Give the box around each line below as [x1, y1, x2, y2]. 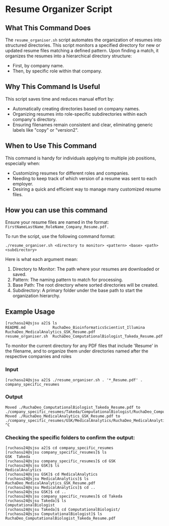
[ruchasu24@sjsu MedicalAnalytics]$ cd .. [5, 485, 96, 490]
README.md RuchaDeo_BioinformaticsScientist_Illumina [5, 325, 145, 330]
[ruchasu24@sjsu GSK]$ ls [5, 463, 59, 468]
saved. [12, 272, 27, 278]
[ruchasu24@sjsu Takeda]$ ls [5, 498, 66, 503]
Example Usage [5, 307, 55, 316]
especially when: [5, 160, 40, 166]
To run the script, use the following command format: [5, 233, 116, 239]
